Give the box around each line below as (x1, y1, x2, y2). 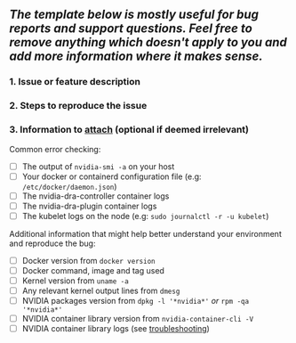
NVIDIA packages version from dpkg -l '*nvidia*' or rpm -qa (21, 296, 250, 306)
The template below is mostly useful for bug (9, 7, 260, 22)
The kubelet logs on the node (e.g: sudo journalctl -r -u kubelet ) (21, 210, 269, 221)
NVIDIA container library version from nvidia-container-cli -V (21, 314, 254, 324)
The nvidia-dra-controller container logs (21, 191, 170, 201)
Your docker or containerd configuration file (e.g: (21, 171, 202, 182)
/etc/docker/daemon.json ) (21, 181, 117, 192)
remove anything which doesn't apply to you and (9, 35, 287, 50)
